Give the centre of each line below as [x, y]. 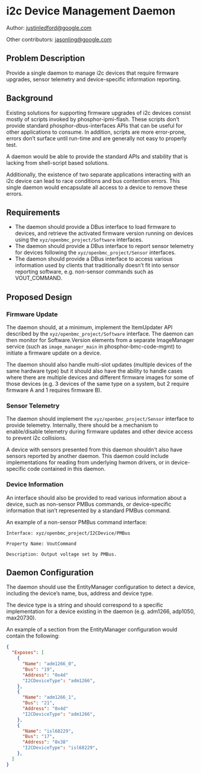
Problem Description [46, 58]
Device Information [35, 485]
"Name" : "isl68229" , [48, 731]
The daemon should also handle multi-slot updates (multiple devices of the [99, 365]
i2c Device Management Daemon [91, 11]
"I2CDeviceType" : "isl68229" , [60, 748]
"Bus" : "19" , [39, 669]
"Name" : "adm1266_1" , [49, 697]
